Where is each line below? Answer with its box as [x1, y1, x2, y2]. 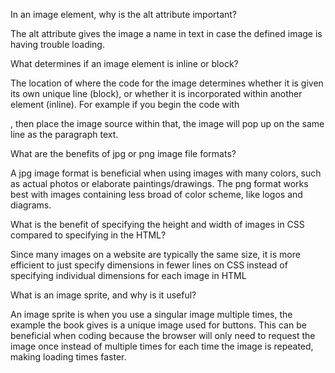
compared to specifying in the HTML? [10, 229, 167, 241]
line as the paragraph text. [10, 129, 119, 140]
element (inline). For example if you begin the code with [10, 99, 240, 110]
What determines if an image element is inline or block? [10, 58, 239, 69]
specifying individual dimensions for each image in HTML [10, 270, 247, 281]
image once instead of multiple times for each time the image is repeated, [10, 340, 314, 352]
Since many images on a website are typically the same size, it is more [10, 249, 301, 260]
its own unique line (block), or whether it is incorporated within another [10, 88, 303, 99]
